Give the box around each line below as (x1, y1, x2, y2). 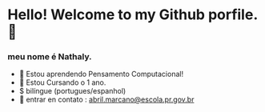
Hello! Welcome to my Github (7, 6, 206, 24)
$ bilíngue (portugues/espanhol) (18, 86, 126, 96)
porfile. (207, 6, 259, 24)
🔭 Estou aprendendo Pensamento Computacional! (18, 70, 184, 79)
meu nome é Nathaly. (7, 51, 93, 62)
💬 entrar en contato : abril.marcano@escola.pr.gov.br (18, 94, 195, 105)
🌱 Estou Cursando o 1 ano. (18, 78, 106, 87)
